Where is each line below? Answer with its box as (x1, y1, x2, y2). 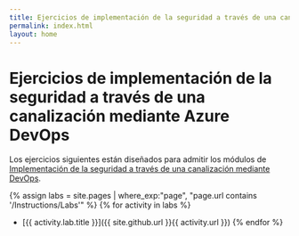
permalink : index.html (9, 21, 93, 30)
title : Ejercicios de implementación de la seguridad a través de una (9, 12, 277, 22)
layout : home (9, 29, 58, 38)
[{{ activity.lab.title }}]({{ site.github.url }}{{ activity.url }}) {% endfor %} (21, 217, 284, 228)
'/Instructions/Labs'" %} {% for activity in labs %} (9, 199, 191, 210)
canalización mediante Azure (9, 106, 230, 126)
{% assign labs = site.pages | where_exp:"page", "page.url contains (9, 191, 258, 201)
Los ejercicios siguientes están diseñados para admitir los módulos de (9, 154, 267, 165)
